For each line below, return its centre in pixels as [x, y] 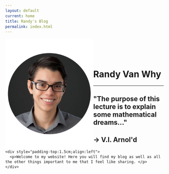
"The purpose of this [126, 99]
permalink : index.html [29, 27]
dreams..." [110, 122]
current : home [20, 16]
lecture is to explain [124, 107]
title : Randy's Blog [27, 21]
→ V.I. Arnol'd [115, 140]
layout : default [22, 11]
